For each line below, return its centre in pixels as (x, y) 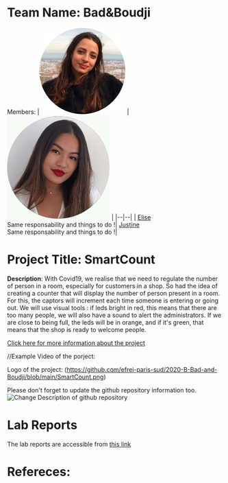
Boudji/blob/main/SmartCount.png (55, 377)
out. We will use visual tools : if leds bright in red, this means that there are (112, 307)
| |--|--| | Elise (131, 217)
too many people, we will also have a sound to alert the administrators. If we (114, 315)
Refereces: (39, 472)
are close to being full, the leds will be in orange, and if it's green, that (105, 322)
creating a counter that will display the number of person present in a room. (114, 293)
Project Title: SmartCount (81, 260)
